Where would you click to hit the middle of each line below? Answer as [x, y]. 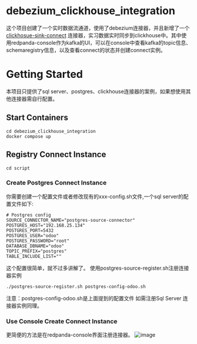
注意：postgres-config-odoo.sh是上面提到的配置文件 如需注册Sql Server [94, 298]
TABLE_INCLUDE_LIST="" [34, 256]
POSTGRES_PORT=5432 [30, 230]
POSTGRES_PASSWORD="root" [38, 241]
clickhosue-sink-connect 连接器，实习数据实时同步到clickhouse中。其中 [94, 35]
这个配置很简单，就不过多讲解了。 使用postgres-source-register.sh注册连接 [98, 268]
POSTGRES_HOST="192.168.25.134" [46, 225]
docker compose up [29, 136]
